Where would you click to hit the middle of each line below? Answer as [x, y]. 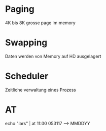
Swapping [26, 43]
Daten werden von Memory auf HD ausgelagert [53, 56]
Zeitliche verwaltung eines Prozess [41, 90]
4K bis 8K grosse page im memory [40, 23]
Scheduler [27, 76]
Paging [20, 9]
